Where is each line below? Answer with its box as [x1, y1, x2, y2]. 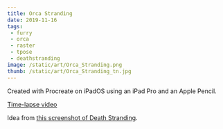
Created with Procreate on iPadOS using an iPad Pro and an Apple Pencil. [7, 87, 217, 95]
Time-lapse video [7, 100, 57, 108]
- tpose [10, 49, 33, 56]
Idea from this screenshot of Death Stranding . [7, 113, 138, 121]
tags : [7, 23, 23, 30]
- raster [10, 42, 36, 49]
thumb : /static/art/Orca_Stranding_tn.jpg [7, 68, 132, 75]
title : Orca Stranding [7, 10, 73, 17]
